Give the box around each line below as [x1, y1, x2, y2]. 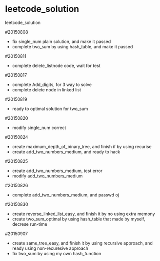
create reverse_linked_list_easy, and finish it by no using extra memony [12, 211, 155, 217]
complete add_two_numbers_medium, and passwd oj [12, 192, 120, 197]
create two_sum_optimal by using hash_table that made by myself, [12, 216, 145, 222]
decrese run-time [12, 221, 47, 227]
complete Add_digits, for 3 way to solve [12, 82, 92, 87]
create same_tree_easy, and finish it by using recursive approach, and [12, 240, 153, 246]
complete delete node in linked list [12, 87, 81, 92]
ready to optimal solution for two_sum [12, 106, 88, 111]
